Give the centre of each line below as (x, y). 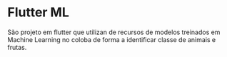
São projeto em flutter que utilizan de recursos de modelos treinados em (114, 32)
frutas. (17, 47)
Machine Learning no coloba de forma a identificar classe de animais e (112, 39)
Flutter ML (39, 12)
